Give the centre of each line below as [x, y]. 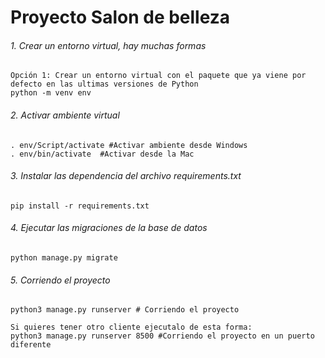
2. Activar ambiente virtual [65, 115]
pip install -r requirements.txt [80, 206]
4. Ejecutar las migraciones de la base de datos [109, 228]
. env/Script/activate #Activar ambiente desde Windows [129, 145]
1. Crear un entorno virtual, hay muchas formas [108, 45]
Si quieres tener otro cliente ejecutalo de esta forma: [131, 327]
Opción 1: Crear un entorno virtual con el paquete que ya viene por [158, 76]
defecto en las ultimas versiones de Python [104, 84]
